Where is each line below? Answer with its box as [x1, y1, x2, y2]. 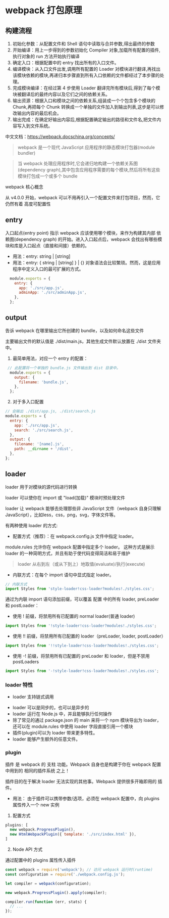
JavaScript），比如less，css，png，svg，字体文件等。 [5, 512, 119, 518]
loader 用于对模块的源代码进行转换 [5, 484, 77, 490]
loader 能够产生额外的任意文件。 [12, 736, 81, 742]
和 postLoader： [5, 603, 39, 609]
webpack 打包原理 [5, 5, 82, 16]
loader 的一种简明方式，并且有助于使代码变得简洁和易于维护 [5, 550, 130, 556]
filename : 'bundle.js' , [18, 380, 69, 385]
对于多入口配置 [12, 399, 44, 405]
